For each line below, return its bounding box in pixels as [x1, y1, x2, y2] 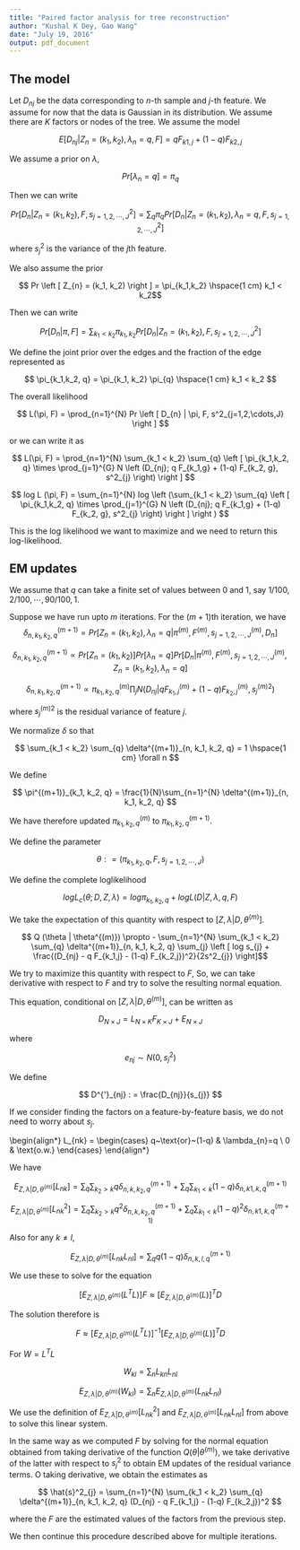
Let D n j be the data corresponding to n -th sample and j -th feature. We [9, 95, 267, 108]
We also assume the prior [9, 262, 104, 274]
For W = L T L [9, 1347, 56, 1359]
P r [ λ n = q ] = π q [122, 170, 179, 184]
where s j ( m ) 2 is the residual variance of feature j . [9, 704, 188, 718]
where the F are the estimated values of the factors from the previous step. [9, 1513, 287, 1525]
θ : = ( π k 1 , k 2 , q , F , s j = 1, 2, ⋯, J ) [96, 853, 205, 867]
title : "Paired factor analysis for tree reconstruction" [9, 13, 230, 22]
